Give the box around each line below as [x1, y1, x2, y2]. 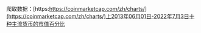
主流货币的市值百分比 [11, 20, 65, 27]
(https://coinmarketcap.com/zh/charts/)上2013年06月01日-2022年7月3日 [6, 13, 189, 20]
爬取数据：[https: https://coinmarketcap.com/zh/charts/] [6, 5, 147, 12]
